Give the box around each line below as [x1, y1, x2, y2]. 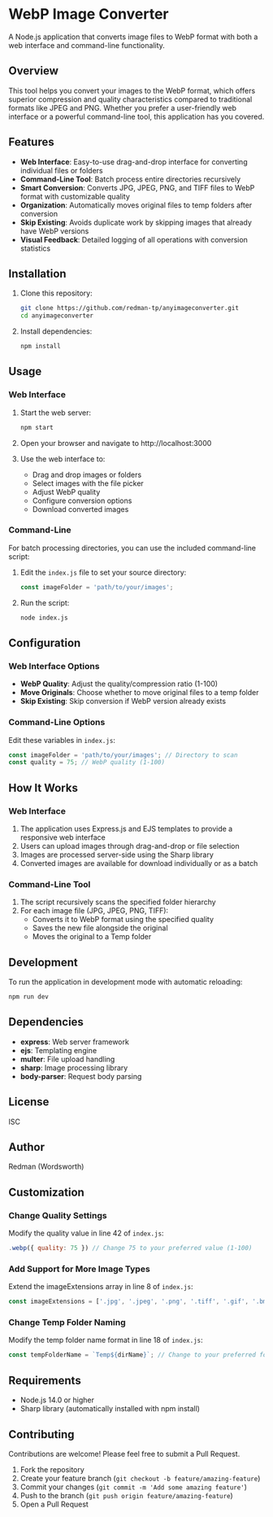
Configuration [8, 636, 81, 649]
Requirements [8, 1373, 81, 1388]
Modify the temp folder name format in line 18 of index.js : [8, 1336, 203, 1345]
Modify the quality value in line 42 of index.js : [8, 1228, 164, 1238]
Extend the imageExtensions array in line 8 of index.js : [8, 1282, 193, 1292]
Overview [8, 64, 59, 78]
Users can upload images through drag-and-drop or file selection [19, 842, 240, 851]
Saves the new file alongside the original [32, 923, 168, 933]
